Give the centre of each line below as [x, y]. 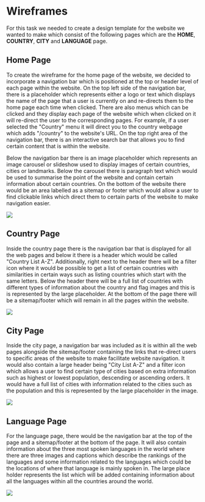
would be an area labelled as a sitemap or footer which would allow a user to [103, 190]
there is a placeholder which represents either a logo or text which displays [101, 94]
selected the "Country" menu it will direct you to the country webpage [95, 127]
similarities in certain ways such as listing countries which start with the [96, 274]
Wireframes [37, 11]
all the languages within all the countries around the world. [80, 481]
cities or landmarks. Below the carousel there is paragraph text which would [102, 171]
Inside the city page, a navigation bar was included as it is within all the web [102, 345]
